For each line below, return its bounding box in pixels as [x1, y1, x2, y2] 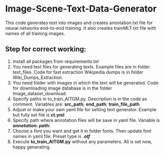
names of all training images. [5, 30, 66, 36]
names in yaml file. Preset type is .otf [12, 133, 90, 139]
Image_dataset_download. [12, 90, 67, 96]
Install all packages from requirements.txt [12, 58, 99, 64]
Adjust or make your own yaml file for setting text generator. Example [12, 106, 157, 112]
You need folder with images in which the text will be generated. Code [12, 80, 159, 86]
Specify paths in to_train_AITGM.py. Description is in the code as [12, 96, 147, 102]
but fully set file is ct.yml [12, 112, 65, 118]
